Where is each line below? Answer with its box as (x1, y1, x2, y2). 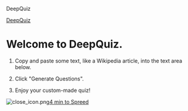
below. (14, 63, 32, 70)
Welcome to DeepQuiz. (6, 38, 123, 51)
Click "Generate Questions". (14, 75, 84, 82)
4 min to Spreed (49, 98, 89, 105)
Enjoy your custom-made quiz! (14, 87, 91, 94)
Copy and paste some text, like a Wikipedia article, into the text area (14, 57, 183, 64)
